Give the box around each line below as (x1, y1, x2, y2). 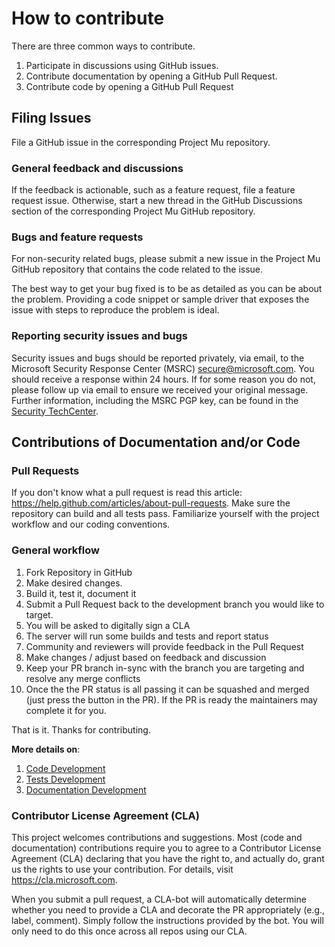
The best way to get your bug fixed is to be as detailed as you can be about (11, 283, 323, 295)
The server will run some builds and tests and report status (25, 630, 269, 642)
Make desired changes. (25, 577, 123, 589)
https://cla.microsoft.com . (11, 873, 118, 886)
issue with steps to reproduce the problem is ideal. (11, 304, 220, 316)
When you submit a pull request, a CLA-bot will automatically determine (11, 893, 307, 905)
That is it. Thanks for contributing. (11, 723, 151, 736)
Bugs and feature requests (11, 230, 144, 244)
